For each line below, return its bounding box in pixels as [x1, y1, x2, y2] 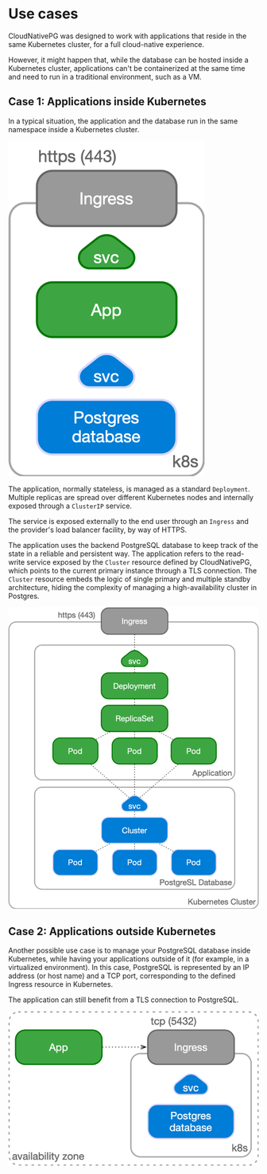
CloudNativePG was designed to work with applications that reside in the [8, 31, 247, 41]
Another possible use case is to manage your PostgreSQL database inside [8, 945, 251, 956]
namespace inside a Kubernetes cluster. [8, 124, 140, 134]
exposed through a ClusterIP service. [8, 501, 133, 511]
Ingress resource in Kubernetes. [8, 980, 114, 989]
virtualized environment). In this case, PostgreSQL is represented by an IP [8, 963, 250, 972]
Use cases [8, 5, 79, 23]
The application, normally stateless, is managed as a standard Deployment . [8, 483, 250, 494]
